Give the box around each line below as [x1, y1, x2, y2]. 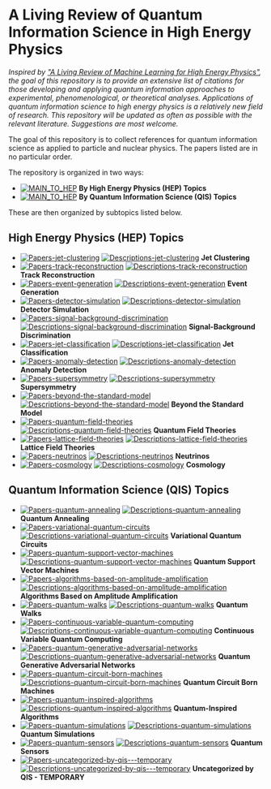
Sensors [19, 746, 49, 756]
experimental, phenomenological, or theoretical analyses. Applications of [8, 93, 253, 102]
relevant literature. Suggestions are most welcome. [8, 119, 179, 128]
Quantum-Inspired [173, 703, 237, 713]
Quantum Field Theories [153, 425, 237, 435]
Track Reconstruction [19, 269, 95, 279]
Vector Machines [19, 565, 79, 575]
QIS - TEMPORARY [19, 772, 85, 782]
